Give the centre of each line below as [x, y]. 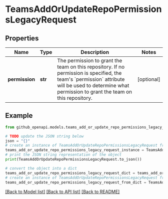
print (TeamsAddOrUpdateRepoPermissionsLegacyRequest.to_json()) [73, 160]
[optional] [149, 79]
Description [95, 52]
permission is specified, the [89, 73]
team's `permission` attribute [91, 79]
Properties [22, 38]
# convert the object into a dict [41, 168]
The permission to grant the [90, 61]
